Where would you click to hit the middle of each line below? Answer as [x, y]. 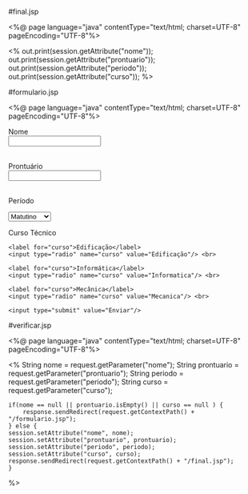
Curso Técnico [32, 233]
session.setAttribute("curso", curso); [75, 454]
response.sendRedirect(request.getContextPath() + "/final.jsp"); [121, 461]
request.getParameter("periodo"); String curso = [88, 382]
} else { [23, 426]
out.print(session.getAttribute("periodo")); [78, 68]
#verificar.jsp [30, 325]
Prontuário [26, 166]
